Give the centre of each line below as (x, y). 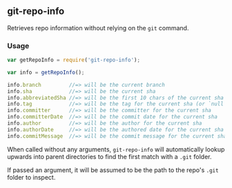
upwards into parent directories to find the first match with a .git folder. (109, 156)
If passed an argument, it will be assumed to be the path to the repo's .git (113, 170)
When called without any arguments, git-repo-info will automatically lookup (116, 149)
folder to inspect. (31, 177)
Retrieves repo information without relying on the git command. (98, 28)
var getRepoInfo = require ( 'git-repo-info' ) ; (74, 60)
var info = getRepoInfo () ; (46, 72)
